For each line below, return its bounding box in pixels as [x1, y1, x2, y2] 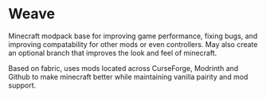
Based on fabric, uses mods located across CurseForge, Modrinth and [8, 63, 239, 73]
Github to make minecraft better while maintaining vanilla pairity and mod [8, 72, 248, 81]
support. [8, 80, 37, 90]
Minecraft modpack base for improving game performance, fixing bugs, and [8, 31, 258, 41]
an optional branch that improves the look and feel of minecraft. [8, 48, 217, 57]
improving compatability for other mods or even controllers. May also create [8, 39, 258, 49]
